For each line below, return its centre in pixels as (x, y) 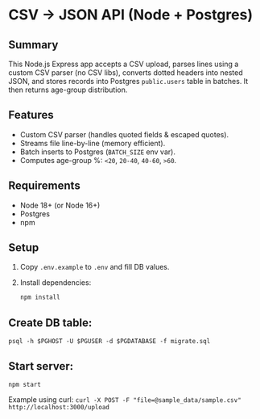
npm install (40, 297)
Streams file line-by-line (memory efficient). (93, 143)
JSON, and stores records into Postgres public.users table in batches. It (128, 81)
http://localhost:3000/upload (59, 407)
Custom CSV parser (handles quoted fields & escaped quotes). (124, 134)
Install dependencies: (56, 283)
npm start (25, 384)
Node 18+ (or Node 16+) (60, 205)
